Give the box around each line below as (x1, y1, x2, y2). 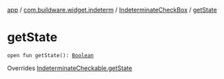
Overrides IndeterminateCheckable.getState (7, 64, 132, 72)
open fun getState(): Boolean (7, 52, 94, 59)
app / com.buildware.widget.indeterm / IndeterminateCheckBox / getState (7, 6, 217, 14)
